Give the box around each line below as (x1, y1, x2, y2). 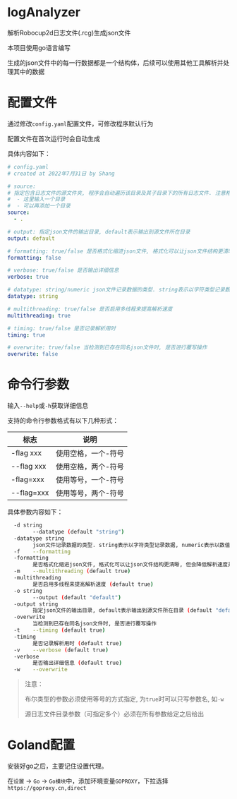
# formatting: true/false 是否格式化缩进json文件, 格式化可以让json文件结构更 (7, 248, 224, 255)
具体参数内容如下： (7, 507, 63, 516)
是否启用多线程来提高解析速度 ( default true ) (32, 580, 154, 588)
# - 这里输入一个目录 (7, 196, 66, 203)
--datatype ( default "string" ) (32, 528, 125, 535)
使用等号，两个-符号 (55, 488, 125, 498)
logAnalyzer (7, 4, 81, 20)
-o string (13, 587, 42, 594)
